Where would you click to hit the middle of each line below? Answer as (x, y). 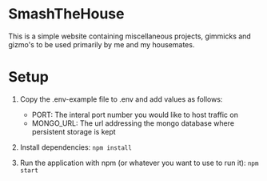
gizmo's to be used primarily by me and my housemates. (102, 44)
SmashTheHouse (66, 14)
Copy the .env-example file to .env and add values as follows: (121, 99)
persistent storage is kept (74, 131)
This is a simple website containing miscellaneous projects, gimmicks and (130, 36)
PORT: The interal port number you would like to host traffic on (135, 115)
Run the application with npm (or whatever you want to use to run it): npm (139, 163)
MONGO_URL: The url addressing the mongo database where (133, 123)
